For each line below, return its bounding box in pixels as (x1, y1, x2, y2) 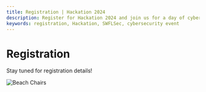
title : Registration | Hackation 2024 (6, 9, 105, 15)
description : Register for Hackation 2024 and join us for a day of (6, 15, 185, 21)
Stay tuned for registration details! (6, 67, 93, 74)
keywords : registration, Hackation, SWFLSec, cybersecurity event (6, 20, 180, 26)
